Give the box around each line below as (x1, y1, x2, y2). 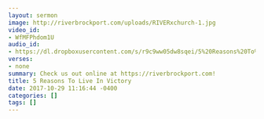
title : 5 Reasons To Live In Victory (8, 77, 132, 85)
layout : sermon (8, 11, 58, 20)
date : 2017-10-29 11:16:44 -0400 (8, 84, 118, 92)
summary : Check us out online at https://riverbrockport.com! (8, 70, 216, 78)
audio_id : (8, 41, 41, 49)
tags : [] (8, 99, 37, 106)
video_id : (8, 26, 41, 34)
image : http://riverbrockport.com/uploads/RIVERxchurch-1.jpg (8, 19, 216, 27)
